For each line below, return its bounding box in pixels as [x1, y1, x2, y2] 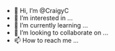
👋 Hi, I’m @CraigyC [13, 7, 69, 14]
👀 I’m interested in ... [13, 14, 73, 22]
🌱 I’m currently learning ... [13, 21, 89, 29]
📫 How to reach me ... [13, 37, 79, 44]
